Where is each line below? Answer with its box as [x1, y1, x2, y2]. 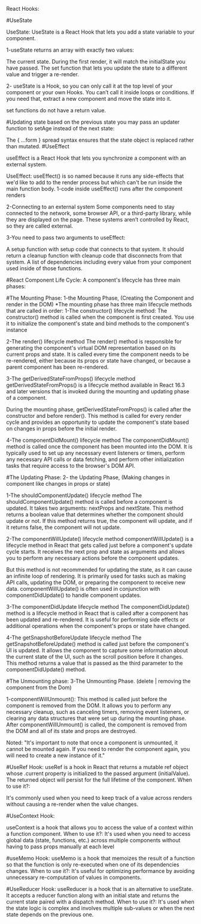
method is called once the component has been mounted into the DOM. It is [6, 443, 193, 450]
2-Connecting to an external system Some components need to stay [6, 204, 175, 210]
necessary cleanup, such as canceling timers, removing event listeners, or [6, 708, 190, 715]
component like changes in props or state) [6, 480, 111, 487]
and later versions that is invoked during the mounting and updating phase [6, 388, 190, 395]
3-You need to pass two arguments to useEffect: [6, 234, 126, 241]
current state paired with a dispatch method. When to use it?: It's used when [6, 898, 194, 905]
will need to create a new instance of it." [6, 752, 105, 759]
